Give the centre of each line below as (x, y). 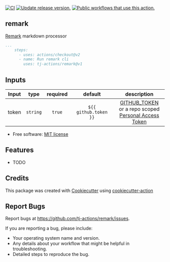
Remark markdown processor (36, 36)
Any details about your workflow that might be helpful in (71, 244)
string (34, 112)
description (139, 94)
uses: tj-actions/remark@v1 (53, 64)
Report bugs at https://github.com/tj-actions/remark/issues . (68, 218)
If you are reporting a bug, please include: (49, 229)
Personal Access (139, 115)
